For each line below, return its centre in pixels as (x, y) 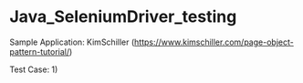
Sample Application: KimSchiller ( (72, 42)
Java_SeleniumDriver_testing (123, 17)
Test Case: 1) (34, 69)
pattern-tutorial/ (40, 51)
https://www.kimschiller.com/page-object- (214, 42)
